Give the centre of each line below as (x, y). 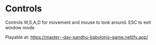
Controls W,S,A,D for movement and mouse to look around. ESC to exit (78, 22)
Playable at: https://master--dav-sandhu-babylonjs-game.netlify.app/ (77, 37)
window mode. (21, 27)
